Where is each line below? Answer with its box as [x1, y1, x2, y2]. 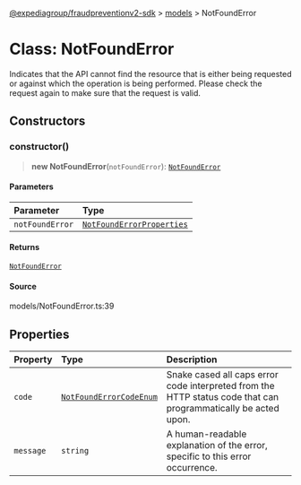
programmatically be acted [166, 403, 279, 415]
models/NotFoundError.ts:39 [9, 300, 115, 312]
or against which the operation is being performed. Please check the [9, 78, 262, 89]
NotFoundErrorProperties [82, 219, 188, 230]
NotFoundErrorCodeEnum [61, 392, 159, 403]
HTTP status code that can [166, 391, 279, 403]
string [61, 446, 90, 456]
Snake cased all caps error [166, 368, 279, 381]
